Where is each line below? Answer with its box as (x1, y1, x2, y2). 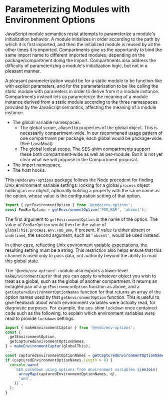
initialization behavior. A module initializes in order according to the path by (5, 36, 160, 42)
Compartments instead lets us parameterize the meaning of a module (5, 94, 148, 100)
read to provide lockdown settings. (5, 315, 75, 321)
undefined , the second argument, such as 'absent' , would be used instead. (5, 232, 160, 238)
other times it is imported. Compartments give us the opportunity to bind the (5, 47, 162, 53)
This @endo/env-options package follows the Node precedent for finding (5, 177, 153, 183)
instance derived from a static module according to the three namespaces (5, 99, 158, 105)
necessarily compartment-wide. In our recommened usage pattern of (19, 130, 163, 136)
